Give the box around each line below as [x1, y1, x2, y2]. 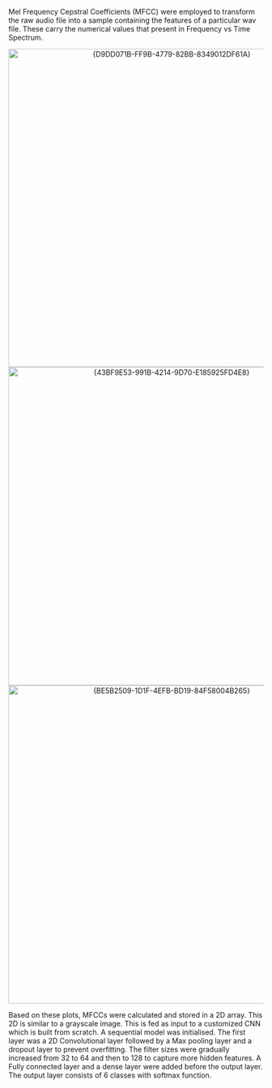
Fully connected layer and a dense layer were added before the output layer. [8, 1062, 263, 1071]
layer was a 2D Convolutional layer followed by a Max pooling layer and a [8, 1036, 253, 1045]
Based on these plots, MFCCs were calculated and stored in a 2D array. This [8, 1010, 263, 1019]
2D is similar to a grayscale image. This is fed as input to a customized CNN [8, 1019, 261, 1028]
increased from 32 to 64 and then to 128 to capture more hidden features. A [8, 1053, 261, 1063]
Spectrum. [8, 32, 44, 42]
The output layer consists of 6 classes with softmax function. [8, 1070, 212, 1080]
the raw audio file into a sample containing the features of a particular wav [8, 15, 257, 25]
